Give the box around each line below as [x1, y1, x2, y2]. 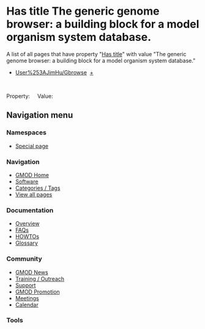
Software [15, 178, 39, 185]
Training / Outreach [15, 275, 65, 282]
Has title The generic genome [6, 4, 160, 18]
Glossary [15, 239, 39, 247]
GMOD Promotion [15, 288, 60, 295]
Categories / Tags [15, 184, 61, 192]
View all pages [15, 190, 53, 198]
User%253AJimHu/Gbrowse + [15, 68, 94, 76]
